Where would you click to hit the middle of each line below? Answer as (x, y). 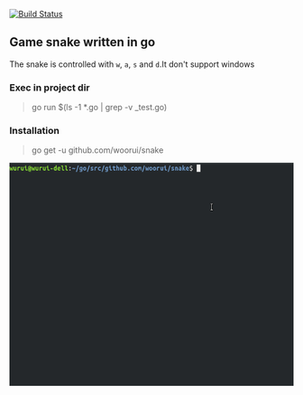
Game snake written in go (83, 42)
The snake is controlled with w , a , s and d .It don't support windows (132, 64)
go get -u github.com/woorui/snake (97, 150)
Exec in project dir (50, 88)
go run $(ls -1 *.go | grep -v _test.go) (99, 108)
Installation (35, 131)
